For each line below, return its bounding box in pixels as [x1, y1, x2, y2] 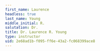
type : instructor [5, 34, 41, 39]
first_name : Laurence [5, 7, 50, 12]
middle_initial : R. [5, 20, 45, 26]
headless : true [5, 12, 36, 17]
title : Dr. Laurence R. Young [5, 30, 67, 34]
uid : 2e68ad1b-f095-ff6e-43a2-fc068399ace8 [5, 39, 96, 44]
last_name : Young [5, 16, 41, 21]
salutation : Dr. [5, 25, 38, 30]
